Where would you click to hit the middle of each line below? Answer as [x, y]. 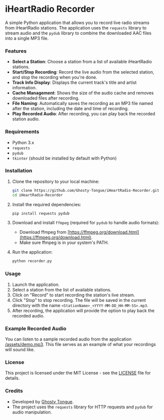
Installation [19, 171]
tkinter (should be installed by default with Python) [64, 158]
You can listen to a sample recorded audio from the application [68, 339]
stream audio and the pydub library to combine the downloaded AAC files [78, 33]
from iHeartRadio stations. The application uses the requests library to [76, 27]
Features [16, 51]
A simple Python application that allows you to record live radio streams [77, 23]
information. [24, 88]
